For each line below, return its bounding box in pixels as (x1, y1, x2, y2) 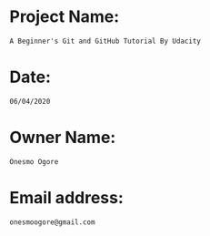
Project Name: (9, 6, 120, 27)
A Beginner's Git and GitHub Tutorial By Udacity (9, 36, 202, 46)
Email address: (9, 188, 125, 208)
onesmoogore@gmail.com (9, 217, 95, 227)
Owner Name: (9, 128, 116, 148)
